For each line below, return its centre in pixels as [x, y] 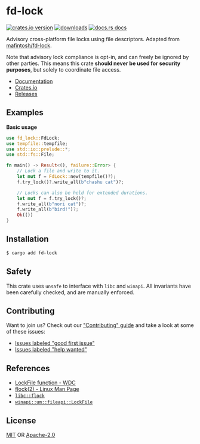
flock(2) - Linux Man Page [47, 389]
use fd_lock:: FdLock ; [33, 138]
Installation [27, 239]
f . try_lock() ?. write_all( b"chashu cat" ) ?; [70, 182]
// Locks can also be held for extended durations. [82, 193]
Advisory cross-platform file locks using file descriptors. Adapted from [93, 39]
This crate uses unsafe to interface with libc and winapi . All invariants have [99, 286]
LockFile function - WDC [45, 383]
